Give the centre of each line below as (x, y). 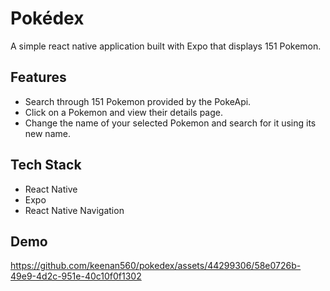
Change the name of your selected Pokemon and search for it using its (170, 123)
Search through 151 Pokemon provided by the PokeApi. (138, 101)
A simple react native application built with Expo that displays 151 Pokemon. (166, 46)
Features (38, 77)
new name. (47, 133)
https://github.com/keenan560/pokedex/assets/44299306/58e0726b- (156, 266)
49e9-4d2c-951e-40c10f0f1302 (76, 276)
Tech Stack (46, 165)
